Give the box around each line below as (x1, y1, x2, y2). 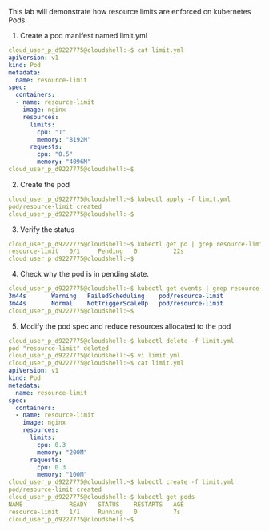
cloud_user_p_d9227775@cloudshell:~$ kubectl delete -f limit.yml (8, 337, 235, 345)
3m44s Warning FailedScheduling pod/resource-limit (8, 292, 224, 300)
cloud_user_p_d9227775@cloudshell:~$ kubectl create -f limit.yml (8, 478, 235, 486)
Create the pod (19, 179, 70, 189)
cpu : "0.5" (37, 150, 74, 158)
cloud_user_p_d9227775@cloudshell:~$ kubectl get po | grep (8, 240, 214, 248)
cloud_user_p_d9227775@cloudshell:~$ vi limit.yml (8, 352, 181, 360)
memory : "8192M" (37, 135, 91, 143)
